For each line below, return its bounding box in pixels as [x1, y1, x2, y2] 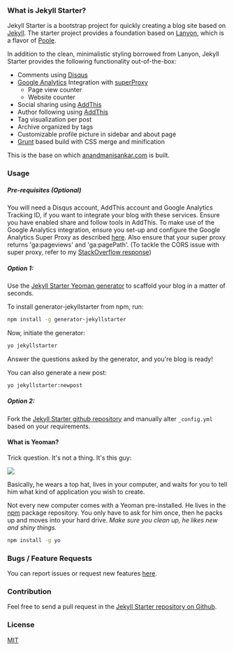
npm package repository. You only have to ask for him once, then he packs [7, 509, 223, 517]
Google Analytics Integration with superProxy [17, 78, 148, 87]
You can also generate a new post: [7, 368, 107, 376]
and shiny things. [7, 523, 57, 532]
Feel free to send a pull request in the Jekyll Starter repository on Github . [7, 603, 217, 611]
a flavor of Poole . [7, 36, 57, 45]
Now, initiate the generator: [7, 329, 85, 337]
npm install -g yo [7, 536, 61, 543]
